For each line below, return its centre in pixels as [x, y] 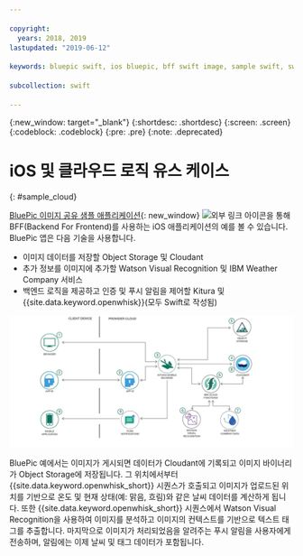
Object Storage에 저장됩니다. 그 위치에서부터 [98, 474]
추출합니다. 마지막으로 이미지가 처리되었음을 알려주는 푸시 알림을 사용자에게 [158, 530]
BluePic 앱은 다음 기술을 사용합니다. [73, 237]
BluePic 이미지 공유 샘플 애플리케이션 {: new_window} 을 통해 [150, 215]
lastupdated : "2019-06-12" [60, 48]
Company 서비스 [52, 279]
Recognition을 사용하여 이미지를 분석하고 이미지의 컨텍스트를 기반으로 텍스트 [145, 519]
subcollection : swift [50, 86]
